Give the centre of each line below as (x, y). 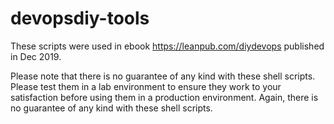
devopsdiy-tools (80, 18)
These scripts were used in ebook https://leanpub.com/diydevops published (167, 46)
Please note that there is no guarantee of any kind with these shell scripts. (163, 76)
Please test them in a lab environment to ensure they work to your (146, 86)
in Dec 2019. (36, 56)
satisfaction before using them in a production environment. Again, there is (164, 97)
